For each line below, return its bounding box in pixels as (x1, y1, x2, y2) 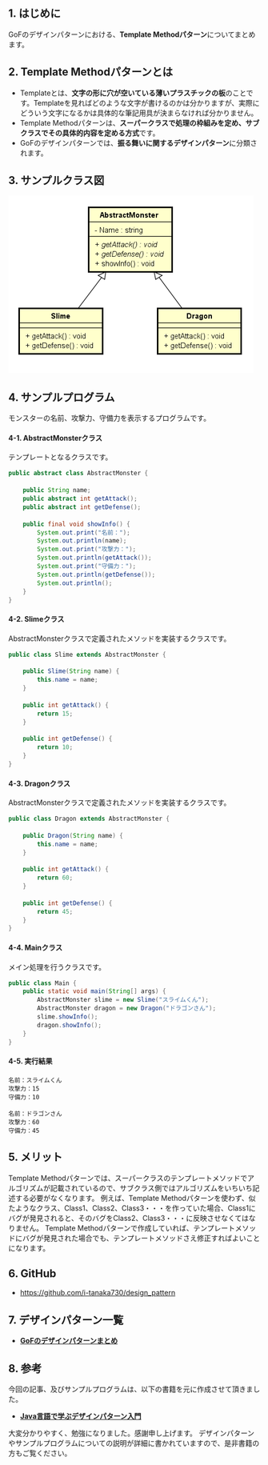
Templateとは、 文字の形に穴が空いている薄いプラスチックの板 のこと (19, 88, 246, 98)
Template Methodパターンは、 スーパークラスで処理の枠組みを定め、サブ (19, 118, 260, 127)
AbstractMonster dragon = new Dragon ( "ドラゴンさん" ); (37, 1004, 217, 1013)
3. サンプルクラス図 (8, 174, 105, 187)
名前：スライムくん (8, 1076, 62, 1084)
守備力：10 (8, 1093, 40, 1101)
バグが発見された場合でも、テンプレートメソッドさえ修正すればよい (22, 1233, 246, 1243)
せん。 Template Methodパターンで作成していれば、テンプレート (22, 1223, 236, 1233)
